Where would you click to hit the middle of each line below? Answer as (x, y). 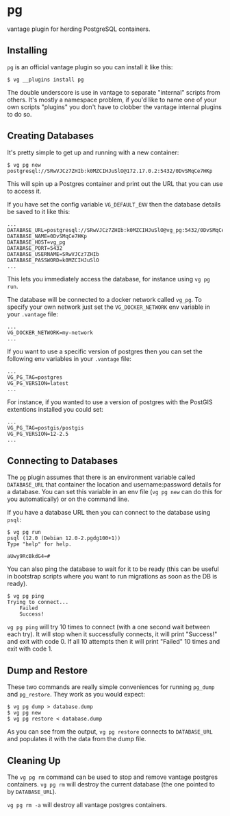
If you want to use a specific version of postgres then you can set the (105, 351)
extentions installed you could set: (55, 409)
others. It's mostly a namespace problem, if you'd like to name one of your (112, 100)
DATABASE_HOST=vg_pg (37, 242)
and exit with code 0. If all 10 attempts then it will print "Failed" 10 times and (114, 642)
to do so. (20, 114)
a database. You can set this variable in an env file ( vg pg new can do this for (115, 492)
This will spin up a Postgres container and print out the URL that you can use (115, 183)
